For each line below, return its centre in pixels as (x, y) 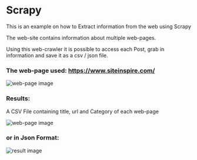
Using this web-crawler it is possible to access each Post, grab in (85, 49)
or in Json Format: (33, 138)
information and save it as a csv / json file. (57, 55)
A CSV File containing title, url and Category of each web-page (82, 111)
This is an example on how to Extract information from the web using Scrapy (99, 26)
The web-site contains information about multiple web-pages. (81, 38)
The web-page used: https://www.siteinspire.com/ (81, 70)
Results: (18, 98)
